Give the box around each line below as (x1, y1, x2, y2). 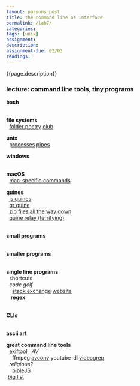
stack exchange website (11, 287, 72, 294)
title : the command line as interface (6, 14, 103, 20)
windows (6, 152, 30, 160)
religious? (8, 360, 33, 367)
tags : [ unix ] (6, 31, 39, 37)
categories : (6, 25, 36, 32)
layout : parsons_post (6, 8, 60, 15)
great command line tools (6, 341, 71, 348)
